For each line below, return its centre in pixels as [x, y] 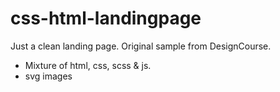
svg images [48, 76]
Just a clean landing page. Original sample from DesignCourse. [141, 46]
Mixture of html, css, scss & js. [88, 65]
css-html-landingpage [106, 18]
